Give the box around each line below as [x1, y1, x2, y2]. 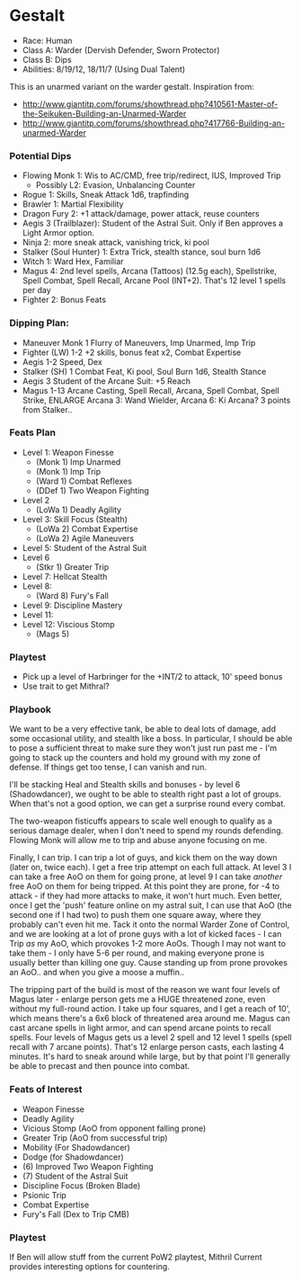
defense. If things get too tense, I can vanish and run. [9, 761, 207, 773]
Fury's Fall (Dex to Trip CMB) [22, 1208, 130, 1219]
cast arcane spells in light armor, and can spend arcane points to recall [9, 1022, 271, 1034]
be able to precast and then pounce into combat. [9, 1061, 190, 1072]
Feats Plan [9, 426, 57, 439]
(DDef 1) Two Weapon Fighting [35, 485, 150, 495]
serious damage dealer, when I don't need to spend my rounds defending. [9, 825, 284, 836]
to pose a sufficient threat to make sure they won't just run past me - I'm [9, 743, 277, 753]
